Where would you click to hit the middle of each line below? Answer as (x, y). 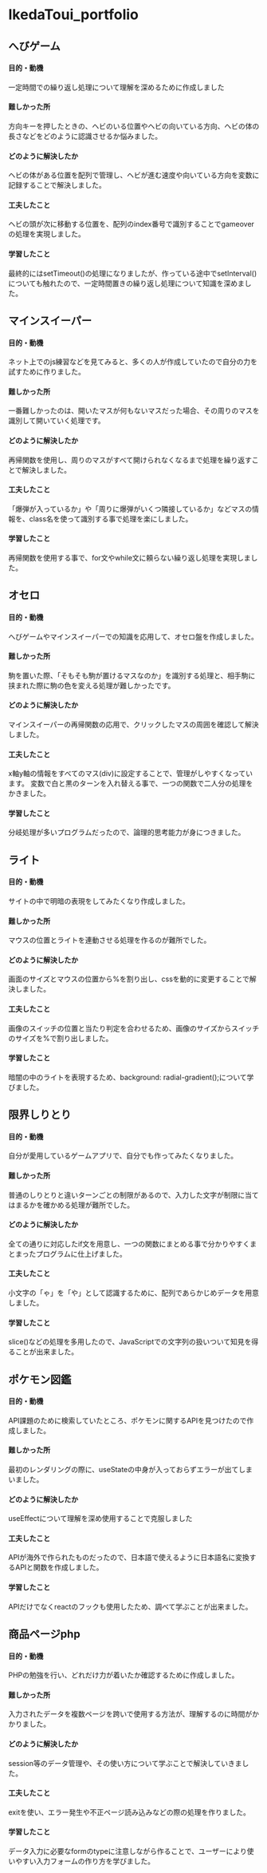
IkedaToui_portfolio (74, 15)
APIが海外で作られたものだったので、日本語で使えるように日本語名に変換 (129, 1558)
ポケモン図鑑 (40, 1379)
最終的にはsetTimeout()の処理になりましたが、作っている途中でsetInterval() (133, 273)
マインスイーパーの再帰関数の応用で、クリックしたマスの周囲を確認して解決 (133, 725)
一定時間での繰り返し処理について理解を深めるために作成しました (116, 87)
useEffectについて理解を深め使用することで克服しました (100, 1519)
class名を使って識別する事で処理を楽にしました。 (111, 519)
